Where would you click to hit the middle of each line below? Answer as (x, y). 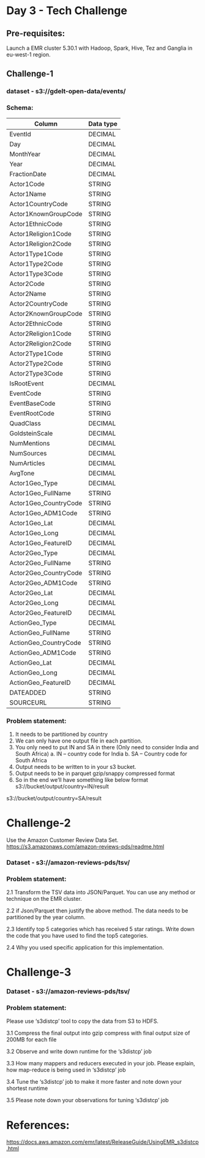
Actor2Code (27, 284)
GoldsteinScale (31, 433)
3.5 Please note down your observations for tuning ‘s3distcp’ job (88, 1100)
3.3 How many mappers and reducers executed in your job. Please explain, (101, 1063)
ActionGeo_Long (33, 673)
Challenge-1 (30, 74)
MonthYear (25, 154)
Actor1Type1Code (36, 253)
